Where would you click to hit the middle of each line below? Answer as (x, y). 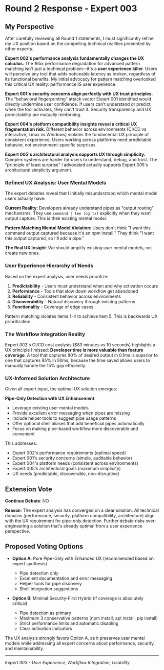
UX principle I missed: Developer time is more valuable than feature (74, 350)
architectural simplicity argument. (39, 170)
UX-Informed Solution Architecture (48, 378)
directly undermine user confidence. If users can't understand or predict (78, 104)
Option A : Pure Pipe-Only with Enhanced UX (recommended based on (83, 558)
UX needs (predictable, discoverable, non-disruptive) (66, 474)
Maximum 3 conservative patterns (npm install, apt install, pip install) (88, 618)
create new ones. (22, 253)
